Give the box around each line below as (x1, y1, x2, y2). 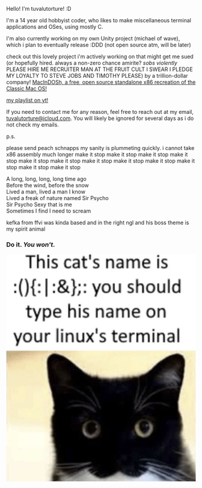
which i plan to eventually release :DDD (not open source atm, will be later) (6, 42, 191, 48)
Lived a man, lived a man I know (6, 188, 86, 195)
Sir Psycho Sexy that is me (6, 201, 72, 208)
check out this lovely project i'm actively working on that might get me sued (6, 53, 194, 60)
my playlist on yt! (6, 96, 49, 104)
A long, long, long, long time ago (6, 175, 87, 183)
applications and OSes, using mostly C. (6, 23, 103, 30)
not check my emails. (6, 121, 59, 128)
